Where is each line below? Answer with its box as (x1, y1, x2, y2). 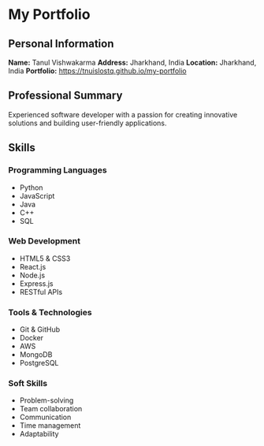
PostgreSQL (19, 359, 59, 368)
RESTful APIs (19, 287, 63, 296)
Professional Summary (8, 89, 123, 102)
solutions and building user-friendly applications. (8, 118, 167, 128)
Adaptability (19, 429, 59, 439)
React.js (19, 262, 46, 271)
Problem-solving (19, 396, 74, 405)
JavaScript (19, 191, 55, 200)
